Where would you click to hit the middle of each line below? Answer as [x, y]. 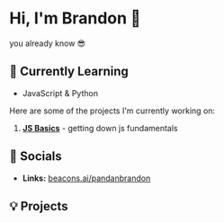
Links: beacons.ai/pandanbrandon [86, 178]
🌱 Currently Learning [69, 71]
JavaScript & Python [60, 93]
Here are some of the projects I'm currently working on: [112, 111]
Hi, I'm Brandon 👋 [75, 18]
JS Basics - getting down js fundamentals [100, 128]
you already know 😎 [48, 43]
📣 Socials [36, 156]
